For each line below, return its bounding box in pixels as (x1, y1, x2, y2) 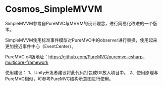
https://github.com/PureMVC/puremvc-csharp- (48, 53, 145, 60)
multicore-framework (5, 59, 49, 65)
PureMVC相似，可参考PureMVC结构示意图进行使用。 (5, 76, 113, 82)
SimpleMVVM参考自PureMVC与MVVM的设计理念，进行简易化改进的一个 (5, 20, 153, 26)
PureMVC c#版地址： (5, 53, 49, 60)
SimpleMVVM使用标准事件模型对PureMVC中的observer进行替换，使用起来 (5, 37, 158, 43)
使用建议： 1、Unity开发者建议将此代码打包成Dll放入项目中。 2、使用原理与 (5, 69, 159, 75)
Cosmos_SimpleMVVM (5, 3, 103, 15)
